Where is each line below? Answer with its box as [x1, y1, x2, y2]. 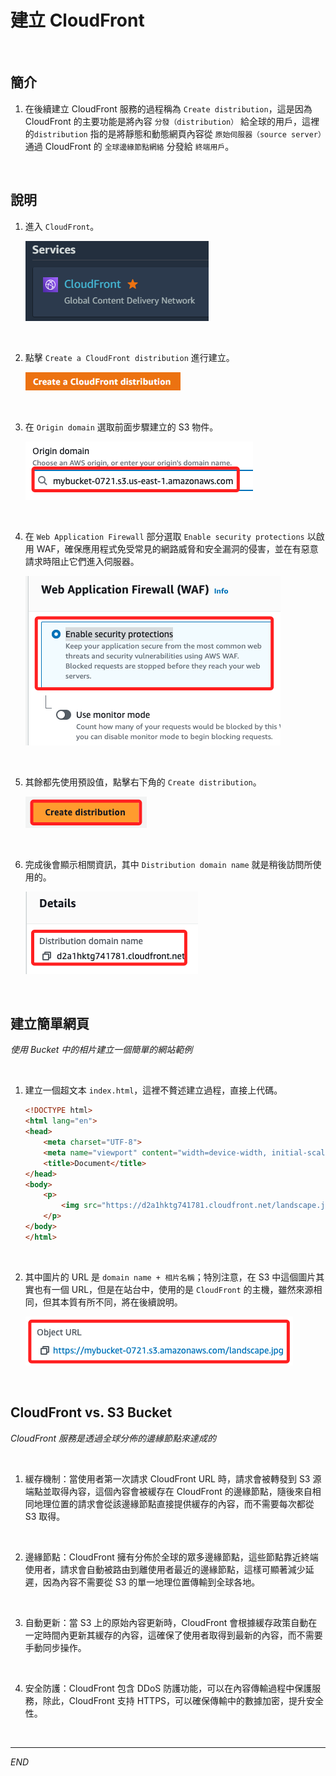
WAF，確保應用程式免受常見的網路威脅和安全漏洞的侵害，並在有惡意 [36, 542, 319, 555]
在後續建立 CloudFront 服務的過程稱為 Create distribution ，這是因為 [24, 102, 313, 115]
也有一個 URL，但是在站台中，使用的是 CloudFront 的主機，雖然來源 [33, 1283, 314, 1295]
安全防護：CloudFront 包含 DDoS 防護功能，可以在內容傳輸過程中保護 [24, 1682, 313, 1694]
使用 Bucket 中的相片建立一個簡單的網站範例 [10, 1044, 193, 1056]
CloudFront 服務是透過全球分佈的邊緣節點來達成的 [10, 1432, 217, 1444]
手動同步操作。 [24, 1641, 87, 1653]
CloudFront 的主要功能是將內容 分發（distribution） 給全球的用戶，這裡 [24, 115, 320, 127]
